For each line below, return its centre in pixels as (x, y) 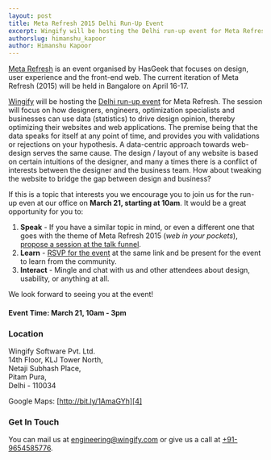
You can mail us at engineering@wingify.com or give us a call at (115, 440)
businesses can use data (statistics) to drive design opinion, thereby (122, 119)
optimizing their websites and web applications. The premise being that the (133, 128)
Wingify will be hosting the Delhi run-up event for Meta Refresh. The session (135, 102)
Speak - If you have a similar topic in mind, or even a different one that (137, 228)
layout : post (30, 16)
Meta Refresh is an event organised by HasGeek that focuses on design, (128, 69)
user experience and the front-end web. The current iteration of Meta (124, 77)
